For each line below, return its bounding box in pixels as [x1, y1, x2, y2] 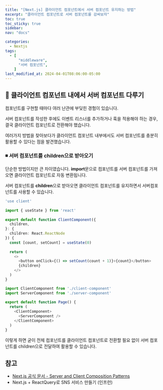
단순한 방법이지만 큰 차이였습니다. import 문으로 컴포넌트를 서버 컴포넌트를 [5, 166, 149, 172]
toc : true [5, 16, 26, 21]
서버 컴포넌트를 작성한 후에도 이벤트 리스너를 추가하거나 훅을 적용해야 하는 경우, [5, 115, 158, 121]
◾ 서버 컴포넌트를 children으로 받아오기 [5, 152, 93, 159]
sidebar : [5, 26, 23, 31]
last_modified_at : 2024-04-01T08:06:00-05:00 [5, 71, 100, 77]
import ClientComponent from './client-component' [5, 286, 112, 291]
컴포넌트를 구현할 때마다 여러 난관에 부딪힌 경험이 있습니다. [5, 105, 119, 111]
